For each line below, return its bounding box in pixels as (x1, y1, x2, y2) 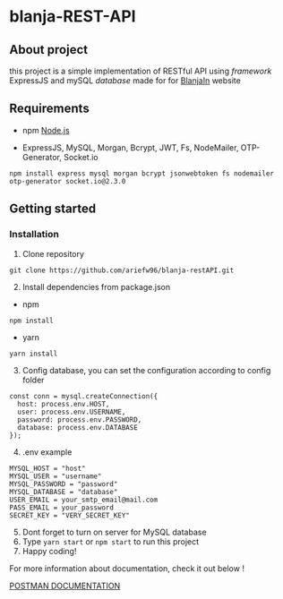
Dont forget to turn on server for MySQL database (21, 526, 208, 537)
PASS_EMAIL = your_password (9, 503, 115, 512)
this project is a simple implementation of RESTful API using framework (9, 65, 272, 76)
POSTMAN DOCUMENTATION (9, 580, 121, 591)
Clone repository (21, 248, 85, 259)
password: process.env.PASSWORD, (17, 415, 142, 424)
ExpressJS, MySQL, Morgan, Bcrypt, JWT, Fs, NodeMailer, (21, 141, 239, 153)
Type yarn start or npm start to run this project (21, 535, 200, 547)
